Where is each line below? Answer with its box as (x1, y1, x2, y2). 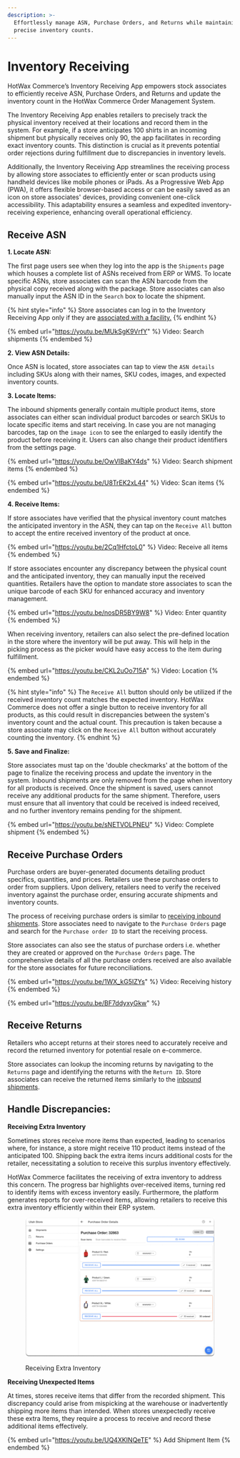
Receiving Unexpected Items (7, 1377, 95, 1386)
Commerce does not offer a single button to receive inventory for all (7, 703, 207, 712)
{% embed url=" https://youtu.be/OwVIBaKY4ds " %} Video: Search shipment (7, 457, 233, 466)
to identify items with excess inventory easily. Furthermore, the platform (7, 1187, 219, 1196)
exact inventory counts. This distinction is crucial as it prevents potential (7, 141, 220, 150)
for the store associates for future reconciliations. (7, 963, 153, 972)
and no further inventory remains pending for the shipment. (7, 807, 182, 815)
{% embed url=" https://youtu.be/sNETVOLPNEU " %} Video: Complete (7, 820, 214, 829)
